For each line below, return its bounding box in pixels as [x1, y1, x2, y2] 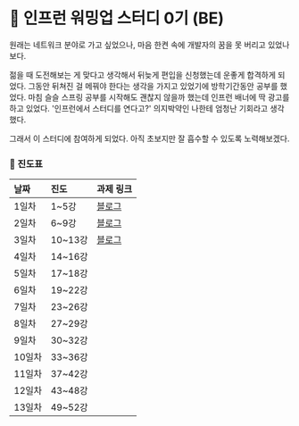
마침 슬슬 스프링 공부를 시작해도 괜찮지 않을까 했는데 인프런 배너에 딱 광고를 [28, 91, 290, 103]
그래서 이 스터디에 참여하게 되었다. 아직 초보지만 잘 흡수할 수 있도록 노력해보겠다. [9, 133, 290, 144]
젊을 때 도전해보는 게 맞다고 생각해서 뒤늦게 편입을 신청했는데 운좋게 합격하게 [9, 69, 277, 80]
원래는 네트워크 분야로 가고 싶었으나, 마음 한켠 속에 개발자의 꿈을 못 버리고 [9, 39, 266, 50]
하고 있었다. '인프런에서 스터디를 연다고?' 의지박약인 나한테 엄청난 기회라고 [9, 103, 269, 113]
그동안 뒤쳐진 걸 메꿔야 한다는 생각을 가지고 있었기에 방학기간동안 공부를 [28, 80, 278, 91]
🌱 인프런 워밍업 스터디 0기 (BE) [9, 8, 225, 29]
